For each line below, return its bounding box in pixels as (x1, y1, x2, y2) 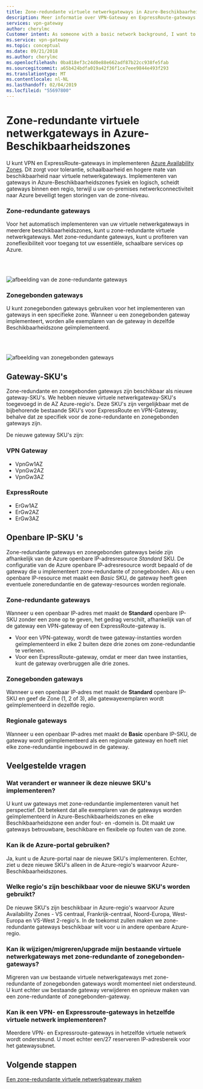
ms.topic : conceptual (6, 43, 61, 49)
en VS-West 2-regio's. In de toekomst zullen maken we (25, 917, 163, 924)
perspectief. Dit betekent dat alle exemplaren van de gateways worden (6, 806, 182, 814)
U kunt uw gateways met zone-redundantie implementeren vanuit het (6, 800, 179, 808)
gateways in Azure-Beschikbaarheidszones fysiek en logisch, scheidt (6, 178, 179, 186)
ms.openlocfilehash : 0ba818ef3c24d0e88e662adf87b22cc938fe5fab (6, 59, 169, 65)
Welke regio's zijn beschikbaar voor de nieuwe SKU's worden (6, 883, 190, 891)
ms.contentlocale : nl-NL (6, 76, 69, 82)
